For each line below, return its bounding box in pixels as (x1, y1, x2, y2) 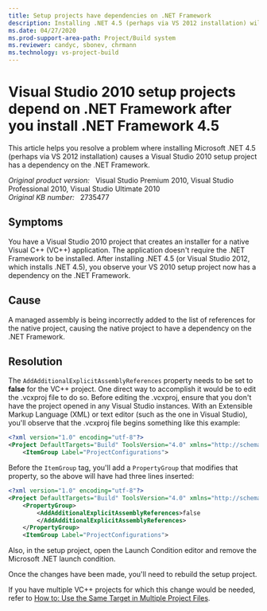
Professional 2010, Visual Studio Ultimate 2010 (8, 184, 161, 194)
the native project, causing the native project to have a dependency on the (8, 323, 252, 333)
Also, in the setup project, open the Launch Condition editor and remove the (8, 546, 257, 555)
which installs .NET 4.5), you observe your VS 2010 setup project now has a (8, 262, 257, 272)
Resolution (8, 354, 63, 368)
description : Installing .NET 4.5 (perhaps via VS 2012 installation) (8, 19, 247, 27)
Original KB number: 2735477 (8, 192, 110, 202)
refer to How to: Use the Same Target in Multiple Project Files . (8, 593, 211, 603)
